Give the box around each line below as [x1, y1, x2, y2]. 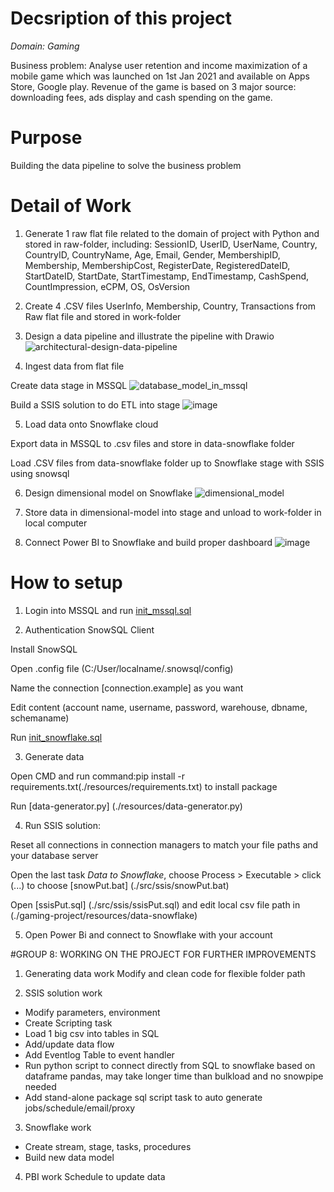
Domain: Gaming [10, 40, 80, 52]
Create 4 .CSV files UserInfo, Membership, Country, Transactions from [24, 300, 316, 312]
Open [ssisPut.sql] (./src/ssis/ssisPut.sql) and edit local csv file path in [10, 898, 301, 911]
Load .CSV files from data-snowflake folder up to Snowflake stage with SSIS [10, 457, 325, 469]
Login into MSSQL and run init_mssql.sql [24, 604, 192, 616]
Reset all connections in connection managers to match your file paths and [10, 838, 319, 851]
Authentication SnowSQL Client [24, 623, 155, 636]
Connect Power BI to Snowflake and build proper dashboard [24, 536, 273, 548]
